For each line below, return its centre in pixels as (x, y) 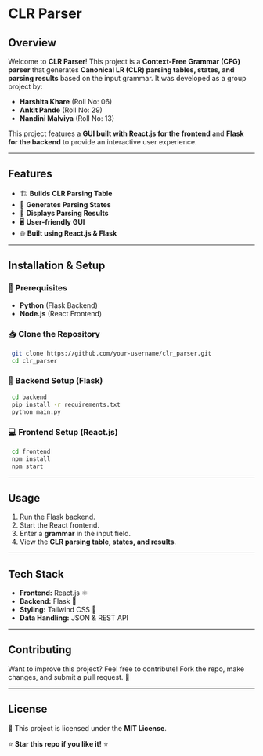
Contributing (40, 650)
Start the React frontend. (59, 525)
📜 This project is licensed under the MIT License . (87, 728)
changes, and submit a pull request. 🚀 (69, 677)
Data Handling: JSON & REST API (74, 618)
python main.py (36, 412)
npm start (27, 466)
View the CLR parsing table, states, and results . (98, 542)
